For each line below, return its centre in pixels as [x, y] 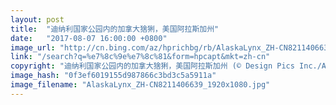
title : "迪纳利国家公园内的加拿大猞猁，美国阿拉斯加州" [115, 29]
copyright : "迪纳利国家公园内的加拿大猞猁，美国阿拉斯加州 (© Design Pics [152, 66]
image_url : [33, 47]
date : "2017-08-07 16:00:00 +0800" [89, 38]
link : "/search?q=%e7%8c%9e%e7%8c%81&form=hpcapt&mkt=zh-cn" [140, 57]
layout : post [37, 19]
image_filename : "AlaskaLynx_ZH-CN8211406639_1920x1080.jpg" [140, 85]
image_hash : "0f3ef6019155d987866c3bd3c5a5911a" [113, 76]
